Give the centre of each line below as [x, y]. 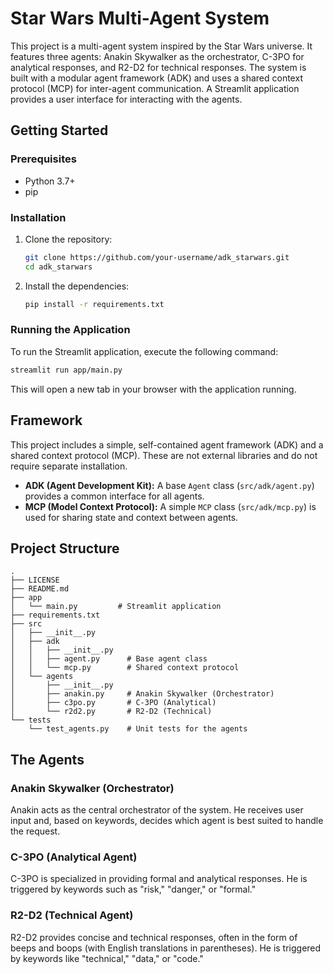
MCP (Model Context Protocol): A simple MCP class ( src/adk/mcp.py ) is [170, 506]
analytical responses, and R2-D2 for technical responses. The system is [158, 67]
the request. [35, 831]
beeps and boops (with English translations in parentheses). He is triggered [166, 948]
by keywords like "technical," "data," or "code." [107, 958]
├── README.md [40, 589]
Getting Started [59, 130]
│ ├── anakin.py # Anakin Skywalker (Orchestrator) [142, 694]
